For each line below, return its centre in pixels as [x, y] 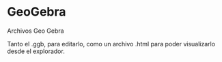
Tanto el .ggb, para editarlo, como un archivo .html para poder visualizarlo [111, 44]
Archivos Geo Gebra [36, 31]
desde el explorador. [36, 51]
